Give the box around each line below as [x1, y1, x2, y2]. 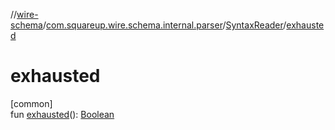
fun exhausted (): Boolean [10, 108, 115, 120]
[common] [10, 97, 53, 109]
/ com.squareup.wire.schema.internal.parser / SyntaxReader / [42, 19, 287, 31]
